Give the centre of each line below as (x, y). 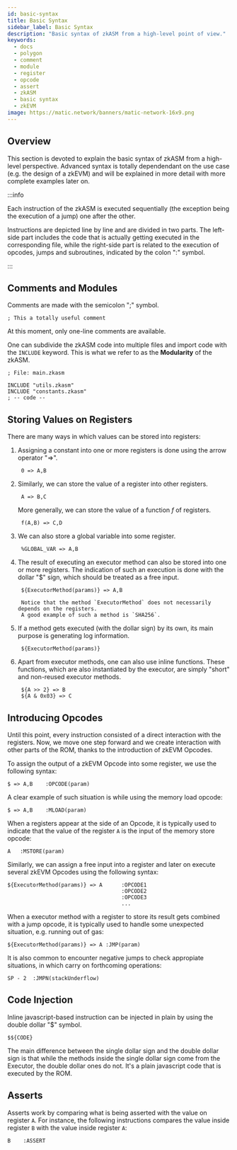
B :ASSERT (27, 1141)
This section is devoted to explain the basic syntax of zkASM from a (106, 158)
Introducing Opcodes (55, 718)
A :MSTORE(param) (36, 851)
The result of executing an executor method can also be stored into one (122, 562)
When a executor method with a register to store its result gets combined (114, 917)
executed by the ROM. (40, 1073)
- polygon (28, 54)
